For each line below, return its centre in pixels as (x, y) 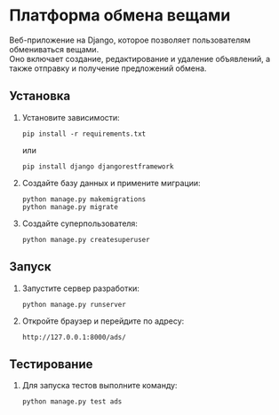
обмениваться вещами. (54, 49)
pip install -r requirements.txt (84, 134)
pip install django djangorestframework (98, 166)
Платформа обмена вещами (120, 16)
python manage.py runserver (74, 304)
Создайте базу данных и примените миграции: (111, 183)
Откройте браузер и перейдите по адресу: (103, 321)
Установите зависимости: (71, 117)
